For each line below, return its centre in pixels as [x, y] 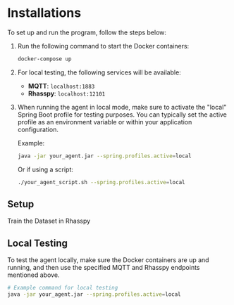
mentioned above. [33, 275]
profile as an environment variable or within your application [105, 122]
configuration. [38, 129]
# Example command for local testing [63, 288]
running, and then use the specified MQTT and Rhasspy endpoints [104, 268]
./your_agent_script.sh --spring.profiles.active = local [101, 182]
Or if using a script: [45, 169]
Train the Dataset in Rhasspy [49, 221]
